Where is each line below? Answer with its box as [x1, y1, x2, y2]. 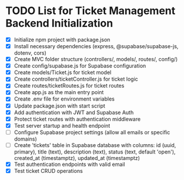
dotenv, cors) [14, 49, 46, 56]
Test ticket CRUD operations [14, 167, 83, 174]
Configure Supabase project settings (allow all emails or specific [14, 128, 170, 136]
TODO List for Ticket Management [5, 4, 176, 18]
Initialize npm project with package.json [14, 36, 111, 43]
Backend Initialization [5, 16, 113, 30]
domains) [14, 135, 38, 142]
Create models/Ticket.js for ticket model [14, 69, 112, 76]
